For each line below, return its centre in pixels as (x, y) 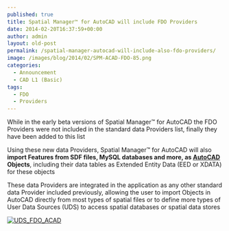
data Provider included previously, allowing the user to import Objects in (109, 192)
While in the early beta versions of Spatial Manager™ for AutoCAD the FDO (112, 122)
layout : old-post (32, 44)
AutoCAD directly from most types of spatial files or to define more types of (114, 200)
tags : (15, 87)
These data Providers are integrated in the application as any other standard (115, 185)
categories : (24, 65)
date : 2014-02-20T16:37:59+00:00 (55, 29)
